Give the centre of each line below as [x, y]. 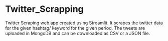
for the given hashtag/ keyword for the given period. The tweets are [75, 28]
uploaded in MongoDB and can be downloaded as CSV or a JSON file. [78, 33]
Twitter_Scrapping [44, 9]
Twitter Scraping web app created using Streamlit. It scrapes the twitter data [84, 23]
